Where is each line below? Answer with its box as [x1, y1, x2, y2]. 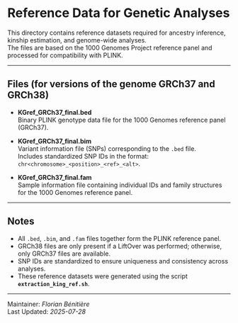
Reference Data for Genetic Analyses [7, 5, 230, 21]
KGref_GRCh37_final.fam [17, 173, 92, 181]
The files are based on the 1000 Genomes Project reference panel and [7, 43, 212, 52]
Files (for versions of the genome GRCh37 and [7, 78, 215, 90]
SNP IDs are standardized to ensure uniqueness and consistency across [17, 256, 229, 265]
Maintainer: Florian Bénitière [7, 300, 90, 308]
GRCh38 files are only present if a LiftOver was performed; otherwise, [17, 242, 222, 250]
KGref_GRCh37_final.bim [17, 137, 92, 145]
